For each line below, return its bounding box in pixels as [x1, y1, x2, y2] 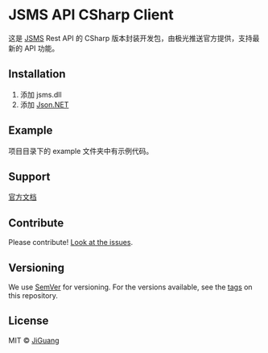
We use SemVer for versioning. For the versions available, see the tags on [8, 282, 253, 292]
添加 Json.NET [19, 99, 69, 110]
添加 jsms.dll [19, 89, 62, 99]
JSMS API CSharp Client [8, 6, 175, 24]
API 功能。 [23, 43, 60, 53]
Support [8, 169, 51, 183]
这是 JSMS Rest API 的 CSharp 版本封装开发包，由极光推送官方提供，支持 [8, 33, 253, 43]
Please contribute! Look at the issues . [8, 238, 134, 247]
